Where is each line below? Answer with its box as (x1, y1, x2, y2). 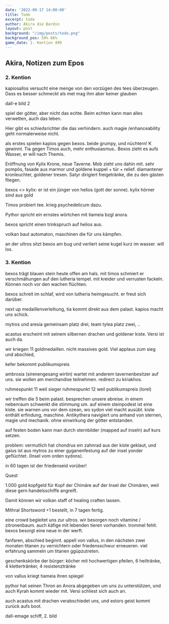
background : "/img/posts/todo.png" (5, 31, 80, 36)
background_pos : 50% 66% (5, 36, 58, 41)
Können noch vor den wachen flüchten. (5, 281, 87, 287)
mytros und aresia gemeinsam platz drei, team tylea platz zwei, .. (5, 321, 140, 327)
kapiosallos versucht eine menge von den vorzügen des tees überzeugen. (5, 85, 159, 91)
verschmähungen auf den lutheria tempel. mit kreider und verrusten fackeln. (5, 276, 164, 282)
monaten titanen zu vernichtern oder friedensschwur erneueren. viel (5, 542, 148, 548)
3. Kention (5, 259, 31, 266)
